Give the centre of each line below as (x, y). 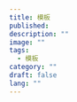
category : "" (33, 67)
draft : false (33, 75)
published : (29, 26)
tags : (19, 51)
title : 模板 (30, 17)
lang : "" (25, 83)
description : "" (39, 34)
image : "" (27, 42)
